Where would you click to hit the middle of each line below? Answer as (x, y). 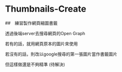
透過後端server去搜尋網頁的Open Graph (45, 33)
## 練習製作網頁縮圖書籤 (31, 23)
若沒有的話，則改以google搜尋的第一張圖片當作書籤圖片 (61, 54)
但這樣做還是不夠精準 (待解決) (35, 64)
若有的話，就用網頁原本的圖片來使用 (41, 44)
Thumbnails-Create (46, 9)
